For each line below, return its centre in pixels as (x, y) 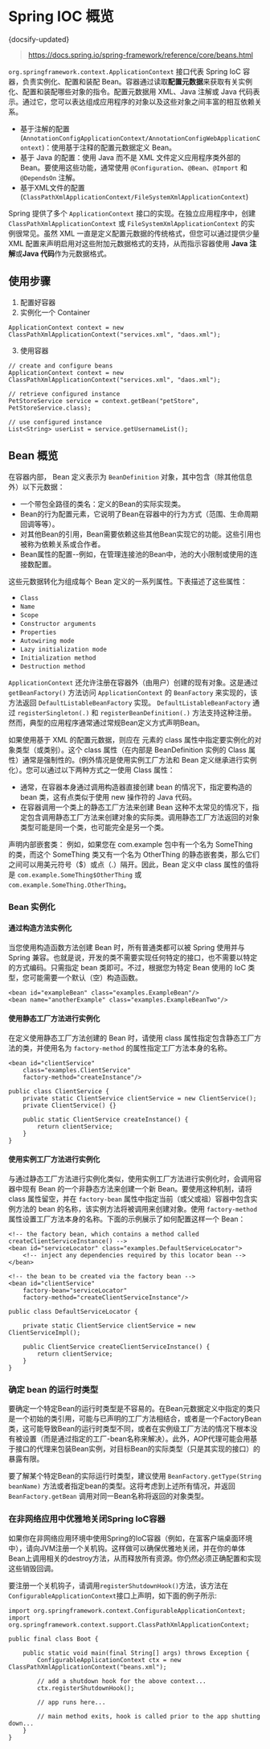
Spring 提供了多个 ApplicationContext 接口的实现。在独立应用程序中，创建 (132, 213)
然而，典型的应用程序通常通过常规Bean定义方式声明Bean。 (106, 722)
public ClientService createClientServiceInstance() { (117, 1347)
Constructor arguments (58, 623)
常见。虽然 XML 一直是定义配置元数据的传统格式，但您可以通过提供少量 (141, 233)
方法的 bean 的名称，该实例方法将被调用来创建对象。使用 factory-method (136, 1209)
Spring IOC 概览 (61, 16)
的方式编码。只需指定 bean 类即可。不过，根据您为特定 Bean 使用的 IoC (127, 967)
